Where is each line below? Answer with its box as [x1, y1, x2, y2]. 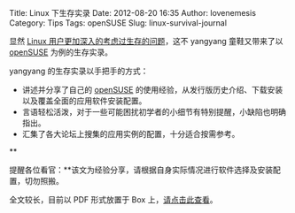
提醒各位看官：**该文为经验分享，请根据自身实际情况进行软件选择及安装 [9, 164, 274, 175]
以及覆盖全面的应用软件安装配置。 [21, 95, 147, 106]
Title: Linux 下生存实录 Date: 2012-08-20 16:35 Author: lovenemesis [9, 8, 257, 18]
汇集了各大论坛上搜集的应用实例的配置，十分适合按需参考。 [21, 129, 240, 139]
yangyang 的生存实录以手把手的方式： [9, 65, 149, 76]
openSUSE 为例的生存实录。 [9, 47, 113, 57]
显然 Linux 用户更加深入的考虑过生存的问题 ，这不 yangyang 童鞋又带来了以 [9, 36, 283, 46]
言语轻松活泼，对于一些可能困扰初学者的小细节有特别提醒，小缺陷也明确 [21, 107, 286, 117]
